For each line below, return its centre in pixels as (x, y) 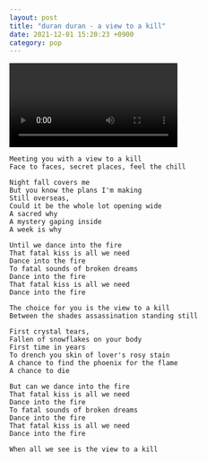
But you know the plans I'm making (76, 191)
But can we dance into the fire (69, 387)
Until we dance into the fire (66, 246)
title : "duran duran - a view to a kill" (88, 26)
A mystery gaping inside (56, 222)
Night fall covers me (50, 183)
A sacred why (34, 214)
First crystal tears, (50, 332)
